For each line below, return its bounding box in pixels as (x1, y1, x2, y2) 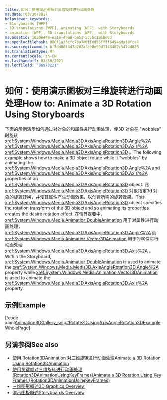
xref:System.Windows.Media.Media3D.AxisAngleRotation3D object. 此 (5, 182, 149, 188)
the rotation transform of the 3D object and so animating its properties (5, 205, 149, 211)
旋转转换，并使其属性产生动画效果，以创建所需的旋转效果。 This (13, 194, 145, 200)
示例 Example (5, 301, 46, 310)
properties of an (5, 176, 38, 182)
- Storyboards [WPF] (5, 21, 48, 26)
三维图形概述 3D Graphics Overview (12, 383, 85, 389)
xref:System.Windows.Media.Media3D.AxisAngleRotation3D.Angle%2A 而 (5, 230, 157, 236)
